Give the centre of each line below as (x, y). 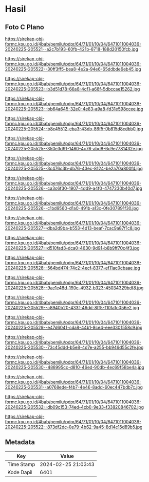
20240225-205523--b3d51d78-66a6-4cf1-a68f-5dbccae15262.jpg (73, 89)
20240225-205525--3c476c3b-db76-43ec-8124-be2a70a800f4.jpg (74, 168)
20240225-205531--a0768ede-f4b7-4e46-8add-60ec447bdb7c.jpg (74, 387)
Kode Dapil (20, 472)
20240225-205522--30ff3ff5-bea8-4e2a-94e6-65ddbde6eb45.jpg (73, 69)
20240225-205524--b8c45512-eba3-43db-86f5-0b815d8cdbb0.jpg (74, 129)
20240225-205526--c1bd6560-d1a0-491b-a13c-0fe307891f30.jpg (72, 208)
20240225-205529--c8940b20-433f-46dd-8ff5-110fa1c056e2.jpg (72, 308)
